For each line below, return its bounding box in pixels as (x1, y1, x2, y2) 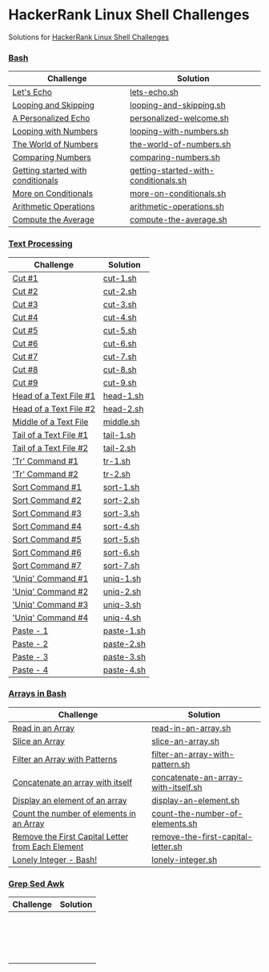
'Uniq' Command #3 (12, 598, 89, 610)
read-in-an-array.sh (151, 722, 231, 733)
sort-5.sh (102, 533, 140, 545)
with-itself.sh (151, 782, 203, 793)
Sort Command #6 (12, 546, 82, 557)
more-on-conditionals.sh (129, 188, 227, 199)
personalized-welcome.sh (129, 112, 230, 124)
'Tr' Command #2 (12, 468, 78, 480)
